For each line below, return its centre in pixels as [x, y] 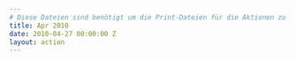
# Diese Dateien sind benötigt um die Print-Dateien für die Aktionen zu [148, 17]
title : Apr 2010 [39, 26]
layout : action [37, 42]
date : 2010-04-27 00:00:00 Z [63, 34]
